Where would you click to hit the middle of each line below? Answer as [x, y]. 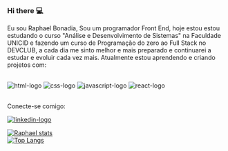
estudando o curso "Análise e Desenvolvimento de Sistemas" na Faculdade [114, 36]
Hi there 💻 [25, 10]
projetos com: [27, 65]
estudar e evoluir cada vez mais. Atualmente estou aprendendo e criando [111, 58]
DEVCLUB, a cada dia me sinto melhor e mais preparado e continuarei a [110, 50]
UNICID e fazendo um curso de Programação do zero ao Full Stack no [107, 43]
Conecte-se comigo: [36, 106]
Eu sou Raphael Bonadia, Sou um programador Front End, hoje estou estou [113, 28]
